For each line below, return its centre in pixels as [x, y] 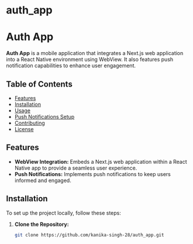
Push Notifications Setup [44, 116]
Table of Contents [39, 84]
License [24, 129]
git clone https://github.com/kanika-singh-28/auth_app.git [89, 235]
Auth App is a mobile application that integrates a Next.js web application [95, 53]
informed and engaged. [43, 180]
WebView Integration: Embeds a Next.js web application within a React [101, 161]
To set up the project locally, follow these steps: [64, 213]
